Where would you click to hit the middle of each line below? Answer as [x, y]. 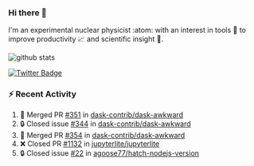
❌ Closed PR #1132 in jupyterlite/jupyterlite [90, 144]
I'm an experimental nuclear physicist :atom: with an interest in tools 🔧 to [127, 30]
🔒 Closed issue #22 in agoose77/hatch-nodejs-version [109, 153]
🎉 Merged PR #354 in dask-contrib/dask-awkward [102, 135]
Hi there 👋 [28, 13]
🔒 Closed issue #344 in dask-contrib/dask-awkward [105, 124]
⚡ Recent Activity [43, 94]
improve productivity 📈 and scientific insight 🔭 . [86, 39]
